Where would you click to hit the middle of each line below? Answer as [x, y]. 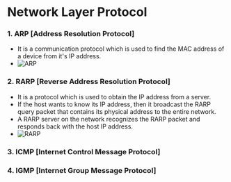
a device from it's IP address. [59, 56]
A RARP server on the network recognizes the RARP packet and [109, 119]
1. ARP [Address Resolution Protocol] [71, 34]
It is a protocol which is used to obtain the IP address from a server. [114, 97]
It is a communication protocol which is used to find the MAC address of [121, 49]
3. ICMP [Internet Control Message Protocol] [84, 151]
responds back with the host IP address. [75, 126]
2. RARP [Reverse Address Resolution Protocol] [89, 82]
